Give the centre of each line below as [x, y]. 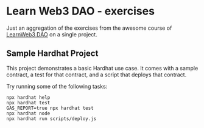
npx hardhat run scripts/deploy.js [51, 119]
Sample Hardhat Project [52, 54]
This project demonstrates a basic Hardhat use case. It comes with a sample [102, 68]
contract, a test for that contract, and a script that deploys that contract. [97, 75]
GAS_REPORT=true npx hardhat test [50, 108]
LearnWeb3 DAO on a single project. [52, 34]
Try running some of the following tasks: [57, 86]
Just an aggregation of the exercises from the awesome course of [89, 28]
